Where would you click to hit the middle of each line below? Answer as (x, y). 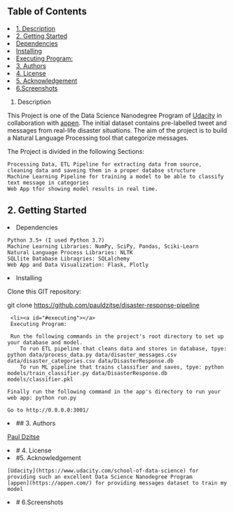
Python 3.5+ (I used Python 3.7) (56, 240)
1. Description (36, 28)
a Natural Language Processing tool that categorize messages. (98, 138)
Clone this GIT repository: (44, 291)
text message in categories (48, 183)
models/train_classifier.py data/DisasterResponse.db (88, 373)
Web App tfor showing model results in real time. (83, 189)
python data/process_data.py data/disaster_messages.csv (92, 355)
